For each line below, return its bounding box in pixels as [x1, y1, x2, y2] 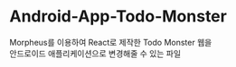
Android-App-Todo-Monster [9, 6, 228, 27]
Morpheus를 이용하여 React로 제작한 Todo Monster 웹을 [9, 37, 212, 47]
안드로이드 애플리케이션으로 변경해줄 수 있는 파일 [9, 47, 182, 59]
